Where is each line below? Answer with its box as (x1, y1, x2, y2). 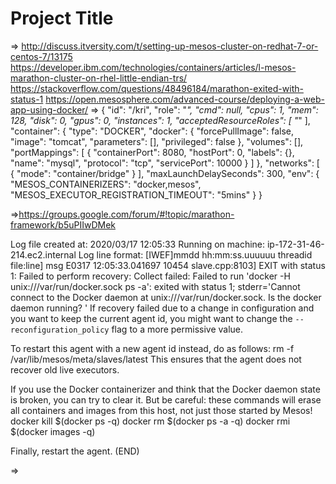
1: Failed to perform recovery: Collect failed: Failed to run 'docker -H (10, 270, 291, 282)
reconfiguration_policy (10, 325, 110, 335)
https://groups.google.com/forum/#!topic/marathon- (18, 208, 235, 220)
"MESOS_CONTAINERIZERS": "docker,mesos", (10, 178, 202, 190)
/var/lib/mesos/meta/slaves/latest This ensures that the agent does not (10, 353, 302, 365)
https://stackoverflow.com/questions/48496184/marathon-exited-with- (10, 82, 304, 94)
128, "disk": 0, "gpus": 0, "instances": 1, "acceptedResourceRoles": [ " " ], (10, 114, 311, 126)
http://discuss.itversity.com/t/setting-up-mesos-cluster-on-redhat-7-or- (21, 40, 319, 52)
